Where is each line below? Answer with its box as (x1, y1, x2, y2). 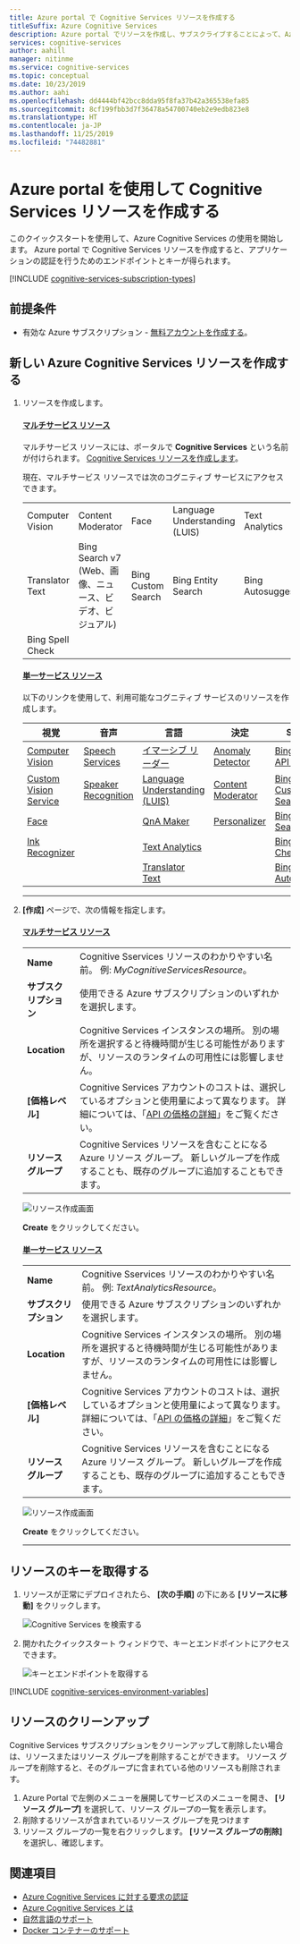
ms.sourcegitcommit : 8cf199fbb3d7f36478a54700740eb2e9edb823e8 (9, 105, 250, 114)
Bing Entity (172, 573, 219, 586)
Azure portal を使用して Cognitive (9, 179, 263, 199)
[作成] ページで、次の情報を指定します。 (21, 904, 171, 915)
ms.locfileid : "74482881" (9, 138, 105, 147)
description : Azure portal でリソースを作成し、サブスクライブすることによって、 (9, 30, 286, 38)
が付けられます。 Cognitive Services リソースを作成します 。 (21, 453, 244, 463)
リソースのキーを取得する (9, 1563, 150, 1579)
